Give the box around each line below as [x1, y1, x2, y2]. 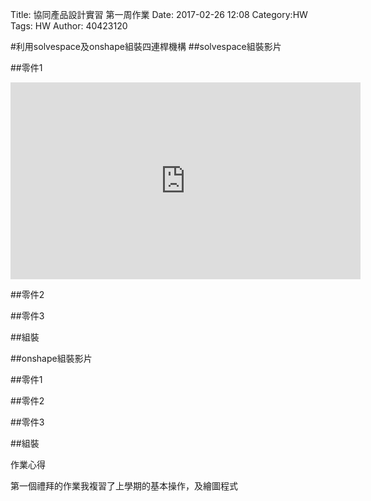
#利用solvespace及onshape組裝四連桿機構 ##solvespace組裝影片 [10, 41, 282, 52]
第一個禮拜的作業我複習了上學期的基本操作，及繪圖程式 [10, 480, 238, 492]
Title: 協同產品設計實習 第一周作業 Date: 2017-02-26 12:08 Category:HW [10, 9, 308, 20]
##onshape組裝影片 [10, 353, 93, 364]
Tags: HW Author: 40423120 [10, 20, 128, 32]
